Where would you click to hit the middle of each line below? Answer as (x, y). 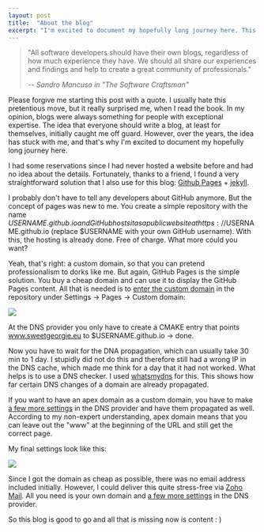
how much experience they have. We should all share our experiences (142, 61)
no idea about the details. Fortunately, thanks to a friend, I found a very (124, 174)
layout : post (30, 15)
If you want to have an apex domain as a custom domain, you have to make (130, 400)
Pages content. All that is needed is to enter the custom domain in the (121, 289)
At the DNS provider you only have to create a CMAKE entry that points (124, 327)
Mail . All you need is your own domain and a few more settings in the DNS (128, 496)
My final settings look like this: (57, 449)
